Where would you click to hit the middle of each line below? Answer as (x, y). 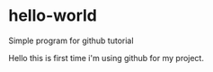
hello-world (53, 16)
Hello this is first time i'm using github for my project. (106, 58)
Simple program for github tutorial (71, 40)
